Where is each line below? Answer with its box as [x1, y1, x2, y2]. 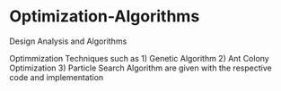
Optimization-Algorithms [9, 6, 200, 27]
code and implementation [9, 71, 104, 82]
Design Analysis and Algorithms [9, 36, 127, 46]
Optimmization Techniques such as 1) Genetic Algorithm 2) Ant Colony [9, 53, 269, 63]
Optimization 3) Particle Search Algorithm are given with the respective [9, 62, 272, 73]
